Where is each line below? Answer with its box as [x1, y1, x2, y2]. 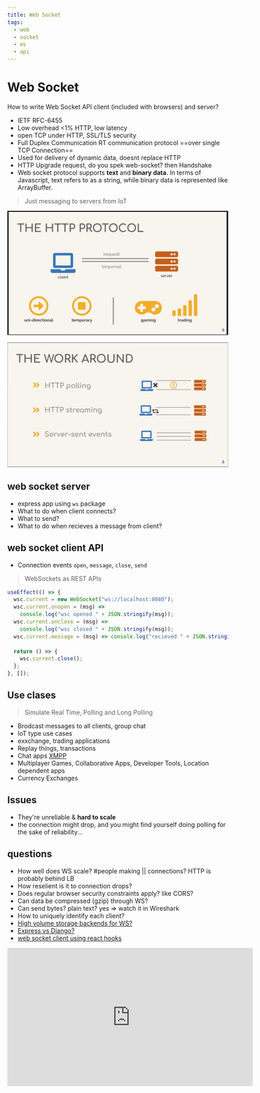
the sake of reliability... [17, 828, 83, 836]
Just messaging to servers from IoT [24, 196, 128, 205]
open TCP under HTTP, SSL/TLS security [17, 130, 137, 140]
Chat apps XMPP [17, 751, 67, 760]
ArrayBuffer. [17, 183, 53, 192]
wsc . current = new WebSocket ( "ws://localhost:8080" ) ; [13, 596, 174, 603]
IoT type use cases [17, 729, 72, 737]
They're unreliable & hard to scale [17, 812, 116, 821]
